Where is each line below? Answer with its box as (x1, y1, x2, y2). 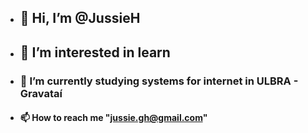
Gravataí (19, 86, 63, 100)
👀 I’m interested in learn (19, 44, 171, 61)
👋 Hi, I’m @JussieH (19, 10, 141, 27)
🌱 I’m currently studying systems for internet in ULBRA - (19, 74, 299, 88)
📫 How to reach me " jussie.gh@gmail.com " (19, 112, 208, 124)
